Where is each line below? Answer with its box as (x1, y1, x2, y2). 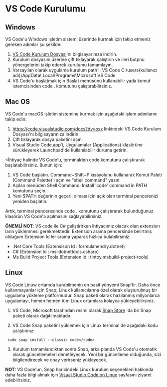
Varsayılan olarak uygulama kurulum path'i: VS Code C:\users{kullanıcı (12, 67, 158, 73)
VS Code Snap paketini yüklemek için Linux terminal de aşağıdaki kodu (12, 322, 158, 328)
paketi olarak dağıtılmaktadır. (12, 312, 72, 318)
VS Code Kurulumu (5, 3, 86, 14)
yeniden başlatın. (12, 198, 48, 204)
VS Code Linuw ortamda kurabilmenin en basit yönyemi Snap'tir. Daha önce (5, 281, 161, 287)
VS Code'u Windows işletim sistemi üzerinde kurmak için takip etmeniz (5, 36, 151, 42)
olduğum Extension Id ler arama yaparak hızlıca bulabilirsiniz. (5, 233, 131, 239)
